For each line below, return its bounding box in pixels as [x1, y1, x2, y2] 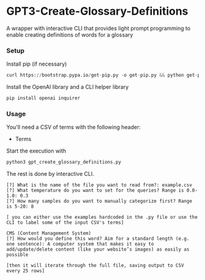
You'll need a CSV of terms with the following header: [6, 124, 141, 131]
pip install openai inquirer [6, 95, 81, 102]
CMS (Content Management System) [6, 230, 92, 236]
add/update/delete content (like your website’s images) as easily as [6, 246, 190, 252]
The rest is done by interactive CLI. [6, 170, 95, 178]
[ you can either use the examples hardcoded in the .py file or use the [6, 214, 198, 221]
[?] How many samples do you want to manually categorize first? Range [6, 198, 192, 205]
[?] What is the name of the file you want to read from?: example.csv [6, 182, 192, 188]
